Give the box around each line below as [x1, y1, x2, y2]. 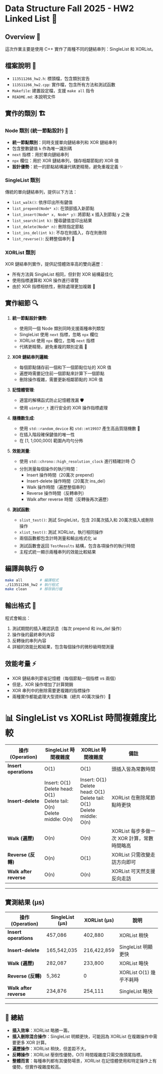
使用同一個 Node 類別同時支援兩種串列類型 [19, 325, 105, 331]
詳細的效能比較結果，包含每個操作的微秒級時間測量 [12, 644, 114, 650]
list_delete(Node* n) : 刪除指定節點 [12, 223, 84, 229]
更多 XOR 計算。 [16, 1039, 49, 1045]
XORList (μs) [84, 916, 114, 923]
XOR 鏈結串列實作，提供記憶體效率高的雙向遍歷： [5, 261, 104, 267]
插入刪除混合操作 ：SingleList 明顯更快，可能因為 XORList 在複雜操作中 [12, 1033, 153, 1039]
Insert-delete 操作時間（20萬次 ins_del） [26, 478, 108, 484]
